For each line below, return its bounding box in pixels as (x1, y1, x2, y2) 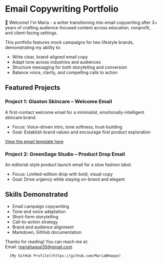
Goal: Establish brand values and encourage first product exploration (12, 129, 151, 135)
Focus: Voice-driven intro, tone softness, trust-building (12, 124, 123, 130)
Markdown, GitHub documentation (12, 229, 82, 235)
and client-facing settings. (5, 30, 58, 36)
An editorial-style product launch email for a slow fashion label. (5, 162, 132, 168)
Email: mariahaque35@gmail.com (5, 244, 72, 249)
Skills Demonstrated (5, 190, 68, 199)
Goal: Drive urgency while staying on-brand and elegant (12, 176, 125, 182)
